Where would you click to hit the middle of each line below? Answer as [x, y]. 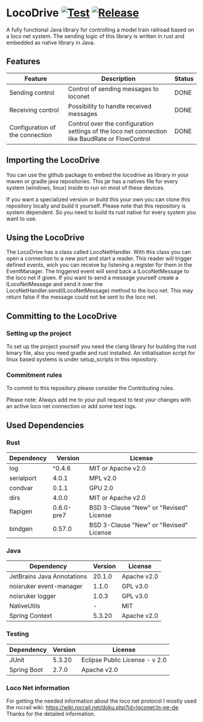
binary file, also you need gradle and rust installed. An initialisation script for [101, 353]
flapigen [21, 512]
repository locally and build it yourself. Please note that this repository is [96, 206]
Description [118, 79]
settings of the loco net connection [118, 131]
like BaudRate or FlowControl [109, 138]
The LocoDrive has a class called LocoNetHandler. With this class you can [99, 252]
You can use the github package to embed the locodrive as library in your [98, 175]
